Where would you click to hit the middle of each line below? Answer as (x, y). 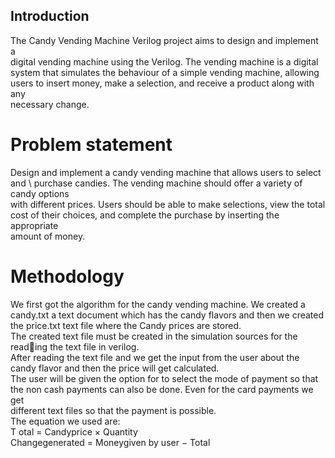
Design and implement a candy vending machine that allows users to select (166, 172)
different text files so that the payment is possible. (113, 410)
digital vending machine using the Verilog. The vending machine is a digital (164, 61)
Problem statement (91, 145)
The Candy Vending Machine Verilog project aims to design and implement (164, 40)
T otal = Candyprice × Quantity (74, 431)
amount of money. (48, 236)
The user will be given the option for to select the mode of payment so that (164, 378)
